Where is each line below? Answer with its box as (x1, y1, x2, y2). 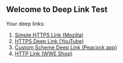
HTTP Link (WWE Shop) (14, 50, 73, 57)
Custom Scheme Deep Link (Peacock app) (14, 44, 117, 51)
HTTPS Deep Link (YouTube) (14, 37, 84, 44)
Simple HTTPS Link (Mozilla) (14, 32, 84, 38)
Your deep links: (6, 20, 45, 27)
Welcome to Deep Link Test (6, 5, 108, 15)
